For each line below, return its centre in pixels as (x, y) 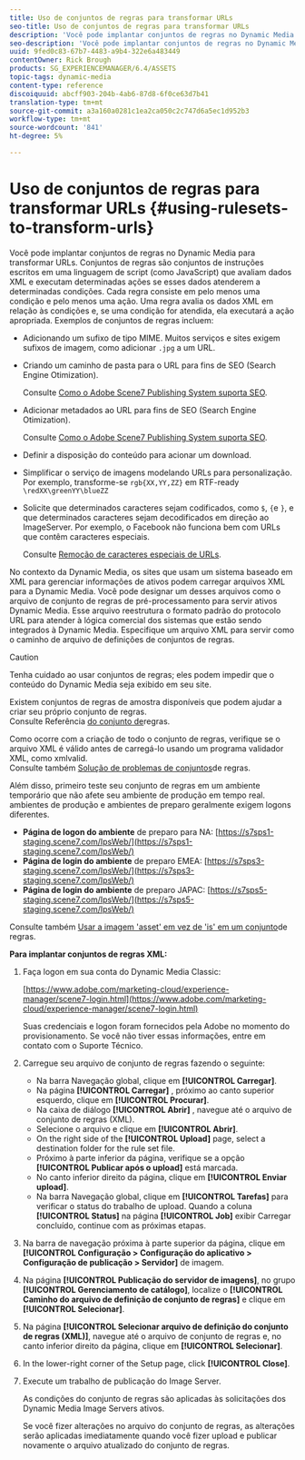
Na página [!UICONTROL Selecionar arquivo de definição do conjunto (155, 1326)
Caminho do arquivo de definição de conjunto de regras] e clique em (154, 1299)
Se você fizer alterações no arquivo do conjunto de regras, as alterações (158, 1425)
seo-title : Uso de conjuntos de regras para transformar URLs (129, 26)
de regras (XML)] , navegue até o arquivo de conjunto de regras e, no (152, 1336)
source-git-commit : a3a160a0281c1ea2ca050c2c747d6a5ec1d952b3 (129, 111)
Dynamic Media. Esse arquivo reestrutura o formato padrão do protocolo (145, 611)
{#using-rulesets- (219, 209)
